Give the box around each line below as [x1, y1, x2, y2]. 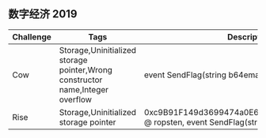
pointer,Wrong [59, 64, 113, 75]
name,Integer [59, 84, 109, 95]
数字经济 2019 [8, 7, 78, 21]
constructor [59, 74, 103, 85]
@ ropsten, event [143, 117, 207, 128]
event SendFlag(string [143, 69, 227, 80]
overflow [59, 94, 93, 105]
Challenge [12, 31, 51, 42]
